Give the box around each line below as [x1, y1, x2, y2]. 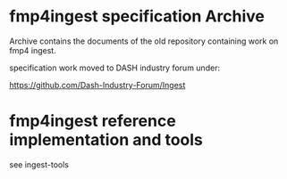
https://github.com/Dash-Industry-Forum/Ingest [9, 79, 186, 90]
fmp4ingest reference [9, 111, 176, 131]
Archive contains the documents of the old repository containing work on [9, 36, 279, 46]
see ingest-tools [9, 159, 70, 170]
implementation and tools [9, 130, 204, 151]
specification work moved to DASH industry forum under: [9, 62, 221, 73]
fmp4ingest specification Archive [9, 6, 266, 27]
